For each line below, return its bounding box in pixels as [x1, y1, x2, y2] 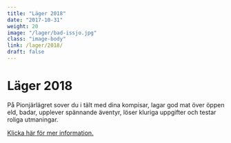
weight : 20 [7, 23, 39, 30]
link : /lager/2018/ [7, 42, 63, 49]
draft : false [7, 49, 45, 56]
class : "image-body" [7, 36, 67, 43]
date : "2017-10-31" [7, 16, 63, 23]
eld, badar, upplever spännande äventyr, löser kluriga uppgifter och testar [7, 108, 217, 116]
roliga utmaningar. [7, 115, 59, 124]
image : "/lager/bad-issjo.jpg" [7, 29, 97, 36]
